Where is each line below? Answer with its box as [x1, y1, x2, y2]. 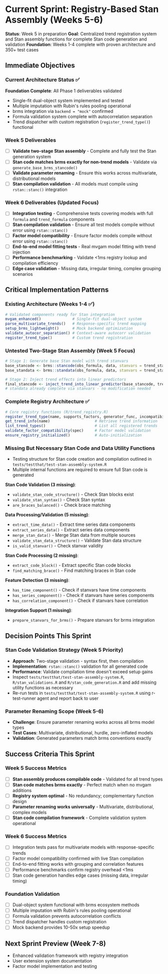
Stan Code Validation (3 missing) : [5, 482, 76, 488]
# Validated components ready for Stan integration [5, 312, 115, 317]
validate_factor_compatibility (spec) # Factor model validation [5, 428, 151, 433]
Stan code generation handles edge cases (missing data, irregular [12, 872, 148, 878]
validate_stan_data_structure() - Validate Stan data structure [12, 537, 141, 543]
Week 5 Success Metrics [5, 764, 67, 771]
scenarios [12, 271, 33, 277]
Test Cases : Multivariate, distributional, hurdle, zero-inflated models [12, 730, 153, 736]
